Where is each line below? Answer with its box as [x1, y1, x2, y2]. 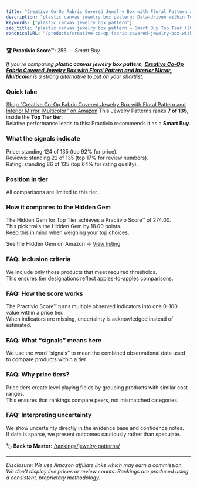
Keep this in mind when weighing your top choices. [6, 229, 130, 236]
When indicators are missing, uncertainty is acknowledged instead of [6, 315, 174, 322]
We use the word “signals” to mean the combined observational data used [6, 349, 186, 356]
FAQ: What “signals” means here [6, 336, 102, 344]
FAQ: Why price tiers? [6, 371, 70, 379]
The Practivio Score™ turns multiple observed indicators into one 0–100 [6, 302, 178, 309]
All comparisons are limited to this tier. [6, 189, 98, 196]
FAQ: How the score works [6, 289, 83, 298]
